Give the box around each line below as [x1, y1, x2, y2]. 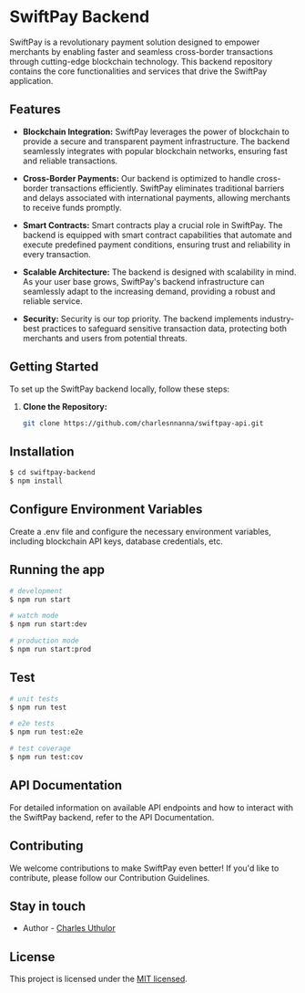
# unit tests [9, 694, 59, 704]
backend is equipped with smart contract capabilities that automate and [22, 229, 293, 240]
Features [9, 102, 61, 118]
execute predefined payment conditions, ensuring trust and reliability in [22, 239, 291, 250]
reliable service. [22, 295, 84, 307]
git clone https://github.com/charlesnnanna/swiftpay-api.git [22, 418, 264, 428]
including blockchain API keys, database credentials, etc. [9, 536, 223, 547]
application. [9, 75, 54, 86]
